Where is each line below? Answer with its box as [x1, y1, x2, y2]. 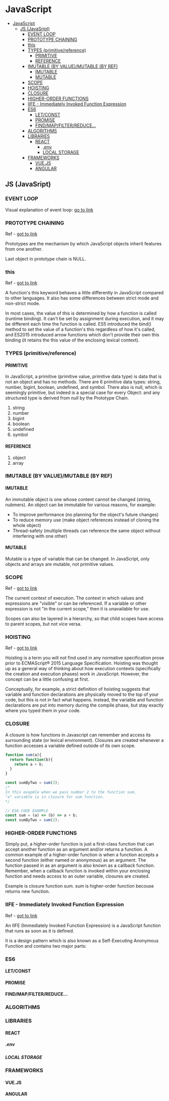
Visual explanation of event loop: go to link [5, 206, 94, 213]
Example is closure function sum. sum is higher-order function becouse [5, 883, 154, 889]
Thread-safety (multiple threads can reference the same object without [12, 527, 160, 534]
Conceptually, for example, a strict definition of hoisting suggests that [5, 686, 150, 692]
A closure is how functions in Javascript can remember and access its [5, 732, 151, 738]
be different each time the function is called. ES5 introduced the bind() [5, 321, 152, 327]
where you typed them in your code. [5, 708, 81, 714]
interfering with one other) [12, 533, 68, 539]
